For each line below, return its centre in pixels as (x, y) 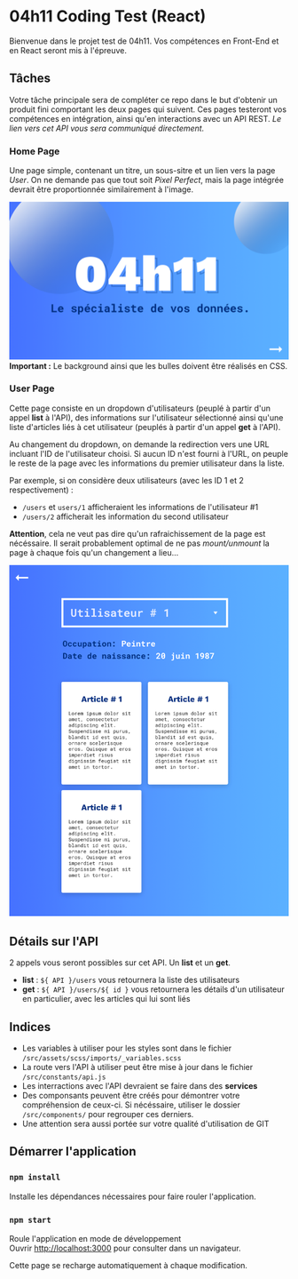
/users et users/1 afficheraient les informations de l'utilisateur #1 (140, 507)
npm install (35, 1178)
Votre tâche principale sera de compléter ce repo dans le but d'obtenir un (143, 100)
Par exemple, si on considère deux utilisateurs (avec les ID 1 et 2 (126, 480)
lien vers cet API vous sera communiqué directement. (107, 128)
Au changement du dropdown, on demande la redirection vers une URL (139, 444)
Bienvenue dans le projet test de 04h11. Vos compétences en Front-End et (144, 41)
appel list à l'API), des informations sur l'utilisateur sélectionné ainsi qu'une (146, 417)
